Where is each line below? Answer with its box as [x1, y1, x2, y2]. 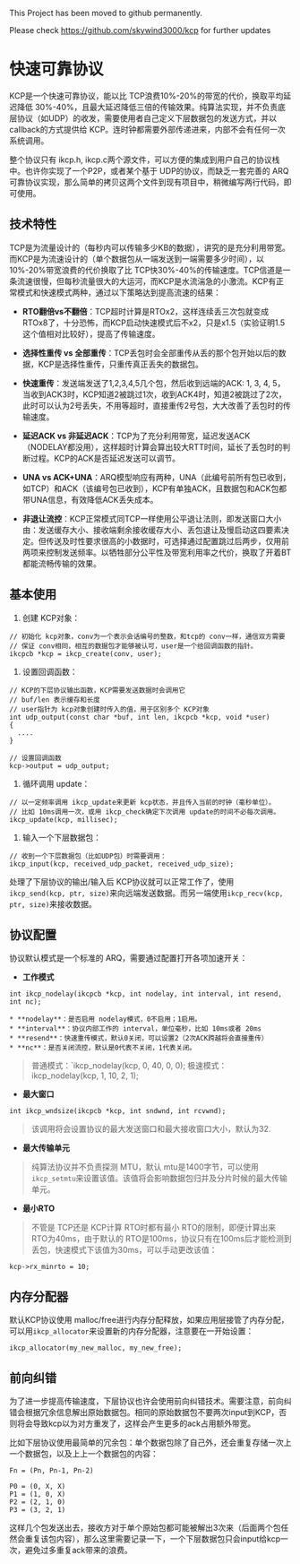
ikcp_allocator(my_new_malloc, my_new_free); [9, 1344, 182, 1352]
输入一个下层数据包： [21, 832, 101, 842]
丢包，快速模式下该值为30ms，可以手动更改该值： [30, 1245, 218, 1256]
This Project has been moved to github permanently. [9, 8, 203, 18]
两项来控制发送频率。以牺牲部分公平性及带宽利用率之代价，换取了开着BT [21, 547, 292, 557]
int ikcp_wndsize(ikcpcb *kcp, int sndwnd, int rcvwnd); [9, 1107, 227, 1116]
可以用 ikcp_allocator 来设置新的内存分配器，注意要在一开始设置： [9, 1326, 254, 1336]
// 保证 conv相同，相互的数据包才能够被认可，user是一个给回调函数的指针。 [9, 641, 258, 651]
